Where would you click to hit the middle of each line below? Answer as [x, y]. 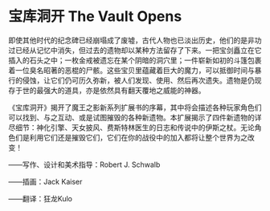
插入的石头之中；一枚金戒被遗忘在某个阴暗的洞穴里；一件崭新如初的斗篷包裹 [135, 60]
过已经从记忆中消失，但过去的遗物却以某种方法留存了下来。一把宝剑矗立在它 [135, 50]
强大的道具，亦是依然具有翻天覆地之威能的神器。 [124, 90]
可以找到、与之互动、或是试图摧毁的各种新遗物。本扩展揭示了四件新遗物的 [131, 117]
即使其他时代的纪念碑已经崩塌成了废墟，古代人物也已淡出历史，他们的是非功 [135, 40]
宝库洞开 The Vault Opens [95, 16]
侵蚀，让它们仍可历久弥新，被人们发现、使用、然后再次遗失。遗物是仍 [138, 80]
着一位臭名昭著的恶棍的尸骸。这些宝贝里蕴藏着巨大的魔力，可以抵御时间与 [131, 70]
